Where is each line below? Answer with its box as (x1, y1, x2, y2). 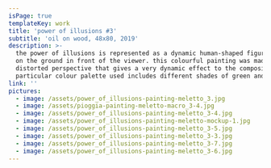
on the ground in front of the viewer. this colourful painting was (15, 57, 251, 65)
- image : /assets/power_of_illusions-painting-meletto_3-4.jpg (15, 110, 232, 118)
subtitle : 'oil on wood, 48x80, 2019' (8, 34, 139, 43)
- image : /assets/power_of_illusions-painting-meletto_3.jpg (15, 94, 226, 103)
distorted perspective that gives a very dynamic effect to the (15, 65, 236, 73)
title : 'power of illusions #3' (8, 27, 117, 35)
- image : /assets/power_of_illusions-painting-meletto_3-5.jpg (15, 124, 232, 132)
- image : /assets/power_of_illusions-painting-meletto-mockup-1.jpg (15, 117, 251, 125)
